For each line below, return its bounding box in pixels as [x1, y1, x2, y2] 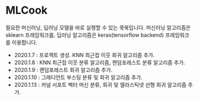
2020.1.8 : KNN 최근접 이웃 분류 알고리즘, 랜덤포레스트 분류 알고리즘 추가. [14, 59, 185, 66]
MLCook [5, 4, 48, 17]
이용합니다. [11, 39, 38, 46]
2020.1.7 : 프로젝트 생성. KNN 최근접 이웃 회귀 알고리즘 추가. [14, 51, 155, 58]
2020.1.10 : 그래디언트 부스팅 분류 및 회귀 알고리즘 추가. [14, 74, 143, 81]
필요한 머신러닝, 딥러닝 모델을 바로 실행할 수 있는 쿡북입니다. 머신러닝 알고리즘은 [5, 24, 191, 31]
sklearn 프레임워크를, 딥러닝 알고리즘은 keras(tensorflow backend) [5, 31, 164, 39]
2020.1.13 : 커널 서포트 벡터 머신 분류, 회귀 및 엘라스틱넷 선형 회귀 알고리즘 [14, 81, 187, 88]
